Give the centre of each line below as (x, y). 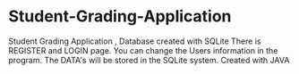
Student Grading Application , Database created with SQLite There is (135, 41)
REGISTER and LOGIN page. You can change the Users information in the (143, 50)
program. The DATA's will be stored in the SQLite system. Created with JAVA (149, 60)
